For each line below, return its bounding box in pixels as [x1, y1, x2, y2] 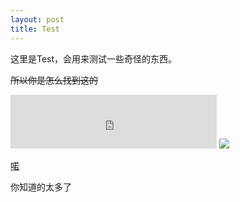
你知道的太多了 [10, 181, 72, 193]
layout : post [10, 14, 65, 25]
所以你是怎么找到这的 [10, 74, 98, 86]
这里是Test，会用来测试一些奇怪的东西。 [10, 52, 178, 65]
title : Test [10, 24, 60, 34]
